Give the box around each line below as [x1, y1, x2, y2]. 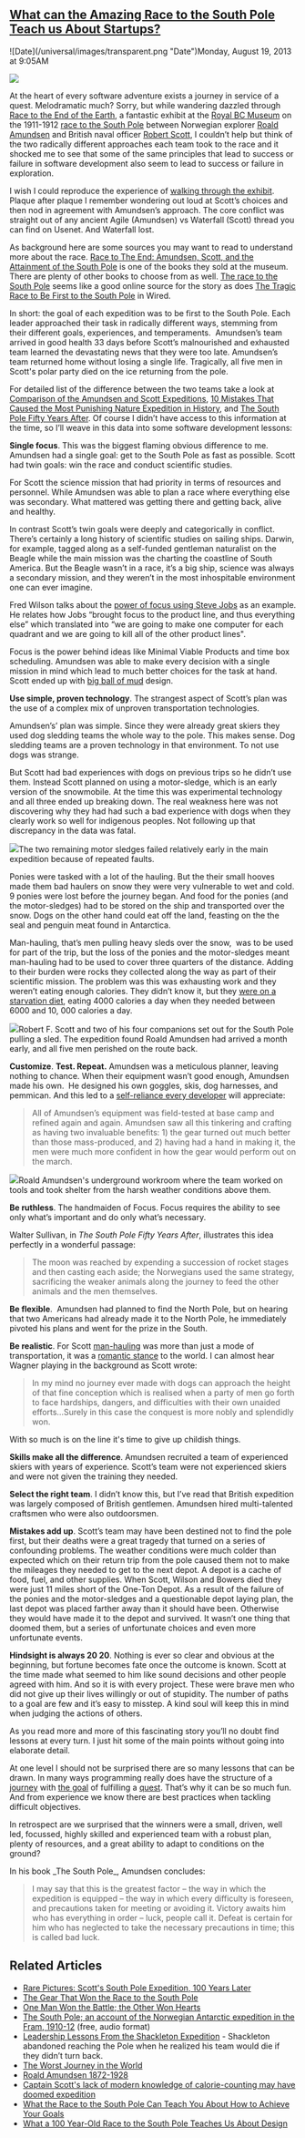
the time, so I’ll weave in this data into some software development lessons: [9, 422, 293, 433]
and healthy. [9, 506, 56, 517]
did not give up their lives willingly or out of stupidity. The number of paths [9, 1688, 289, 1699]
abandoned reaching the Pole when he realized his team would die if [22, 2040, 280, 2051]
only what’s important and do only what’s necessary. [9, 1211, 207, 1222]
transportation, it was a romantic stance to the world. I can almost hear [9, 1350, 275, 1361]
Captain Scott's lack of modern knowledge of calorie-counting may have [22, 2079, 296, 2090]
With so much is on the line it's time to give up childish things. [9, 1434, 241, 1444]
